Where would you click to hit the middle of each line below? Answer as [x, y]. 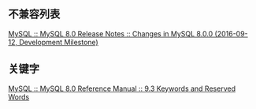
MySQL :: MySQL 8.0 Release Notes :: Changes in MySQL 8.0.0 [111, 33]
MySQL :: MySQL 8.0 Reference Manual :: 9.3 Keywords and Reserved [122, 88]
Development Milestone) [59, 42]
